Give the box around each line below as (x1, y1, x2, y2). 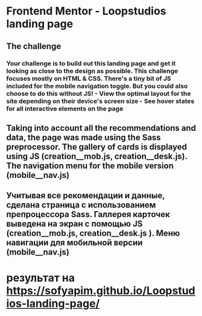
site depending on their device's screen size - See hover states (6, 96, 195, 105)
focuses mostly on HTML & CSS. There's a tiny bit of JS (6, 74, 171, 83)
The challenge (6, 41, 62, 51)
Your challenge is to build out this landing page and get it (6, 59, 176, 68)
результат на (6, 271, 75, 285)
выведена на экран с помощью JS (6, 219, 143, 229)
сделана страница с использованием (6, 200, 156, 210)
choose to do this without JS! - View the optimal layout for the (6, 89, 191, 98)
